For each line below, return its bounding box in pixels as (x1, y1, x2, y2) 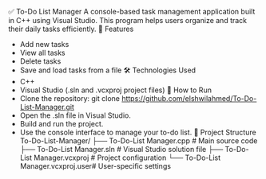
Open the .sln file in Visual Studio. (19, 111, 132, 120)
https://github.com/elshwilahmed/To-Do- (121, 94, 257, 103)
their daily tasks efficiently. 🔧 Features (8, 24, 134, 33)
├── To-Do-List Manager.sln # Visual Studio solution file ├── (19, 145, 224, 154)
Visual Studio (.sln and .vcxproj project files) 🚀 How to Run (19, 85, 212, 95)
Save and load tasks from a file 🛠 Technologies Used (19, 65, 197, 75)
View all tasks (19, 48, 66, 57)
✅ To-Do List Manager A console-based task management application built (8, 7, 256, 16)
